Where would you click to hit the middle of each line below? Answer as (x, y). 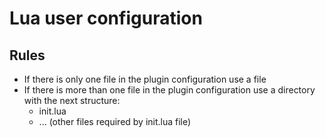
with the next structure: (72, 100)
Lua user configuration (106, 18)
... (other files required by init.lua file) (115, 121)
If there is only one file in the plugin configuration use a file (145, 79)
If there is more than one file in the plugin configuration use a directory (169, 90)
